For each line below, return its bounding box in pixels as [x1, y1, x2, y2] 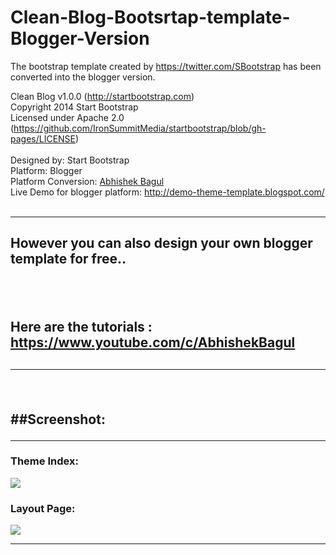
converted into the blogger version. [10, 71, 156, 83]
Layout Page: [10, 501, 76, 515]
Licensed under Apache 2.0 [10, 111, 125, 123]
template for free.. [10, 251, 127, 268]
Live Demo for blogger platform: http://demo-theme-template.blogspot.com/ [10, 186, 325, 198]
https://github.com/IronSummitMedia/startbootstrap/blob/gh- [13, 122, 267, 134]
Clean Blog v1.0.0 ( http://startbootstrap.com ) [10, 90, 195, 102]
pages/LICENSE [10, 132, 77, 145]
